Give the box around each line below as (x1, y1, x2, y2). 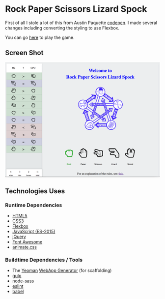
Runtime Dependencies (5, 202, 62, 209)
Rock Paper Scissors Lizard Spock (5, 3, 147, 15)
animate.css (12, 244, 37, 250)
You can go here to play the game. (5, 34, 75, 40)
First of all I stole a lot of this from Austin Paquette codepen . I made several (5, 20, 157, 26)
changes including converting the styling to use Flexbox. (5, 25, 119, 30)
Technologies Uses (5, 187, 65, 195)
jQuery (12, 234, 26, 239)
